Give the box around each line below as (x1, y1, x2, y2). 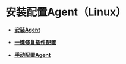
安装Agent (14, 26, 40, 33)
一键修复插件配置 (14, 39, 56, 46)
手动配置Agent (14, 51, 51, 58)
